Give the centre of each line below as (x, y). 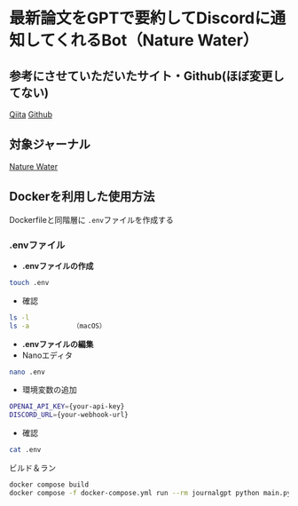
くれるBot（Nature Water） (157, 40)
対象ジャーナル (50, 144)
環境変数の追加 (49, 390)
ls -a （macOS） (58, 326)
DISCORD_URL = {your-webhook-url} (69, 415)
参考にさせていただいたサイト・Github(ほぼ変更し (147, 76)
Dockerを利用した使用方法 (82, 197)
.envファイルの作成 (58, 265)
